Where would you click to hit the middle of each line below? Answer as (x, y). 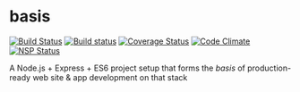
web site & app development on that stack (110, 77)
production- (270, 68)
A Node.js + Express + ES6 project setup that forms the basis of (128, 68)
